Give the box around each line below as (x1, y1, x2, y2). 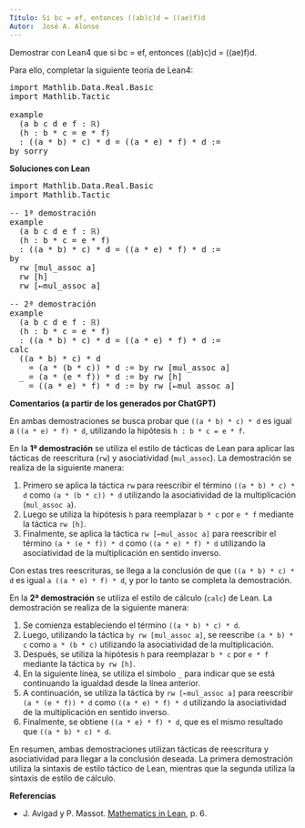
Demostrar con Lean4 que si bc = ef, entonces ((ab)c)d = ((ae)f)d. (9, 46, 258, 57)
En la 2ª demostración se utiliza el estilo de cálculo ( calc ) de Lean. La (9, 592, 273, 603)
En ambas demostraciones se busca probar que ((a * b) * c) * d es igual (9, 415, 292, 426)
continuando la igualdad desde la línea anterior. (22, 677, 201, 688)
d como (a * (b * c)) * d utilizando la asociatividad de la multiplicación (22, 489, 296, 500)
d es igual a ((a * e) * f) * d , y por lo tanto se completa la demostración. (9, 574, 292, 585)
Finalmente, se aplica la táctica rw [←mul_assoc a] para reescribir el (22, 528, 277, 539)
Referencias (9, 790, 56, 801)
